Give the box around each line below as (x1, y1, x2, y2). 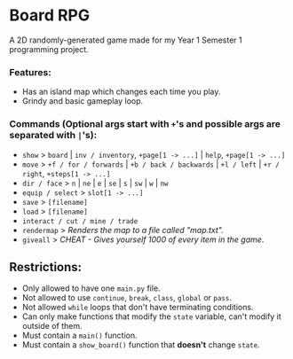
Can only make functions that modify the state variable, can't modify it (21, 311, 281, 322)
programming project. (9, 43, 89, 54)
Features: (9, 66, 51, 78)
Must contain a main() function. (21, 330, 138, 341)
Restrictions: (9, 259, 83, 275)
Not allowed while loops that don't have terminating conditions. (21, 302, 254, 313)
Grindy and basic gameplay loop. (21, 96, 144, 106)
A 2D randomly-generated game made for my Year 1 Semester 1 (9, 35, 242, 45)
